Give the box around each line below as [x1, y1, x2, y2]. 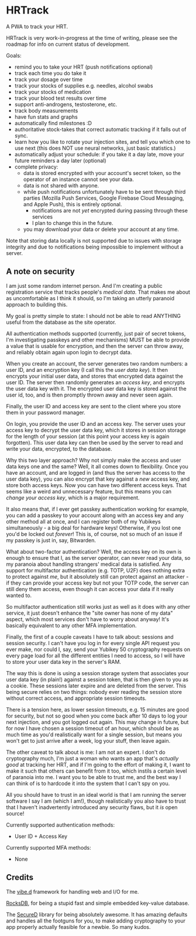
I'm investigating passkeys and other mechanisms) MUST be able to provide [6, 336, 190, 343]
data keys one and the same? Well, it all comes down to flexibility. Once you [6, 462, 188, 470]
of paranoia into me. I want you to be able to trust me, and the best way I [6, 773, 181, 780]
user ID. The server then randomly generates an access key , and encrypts [6, 378, 185, 385]
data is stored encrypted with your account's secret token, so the [23, 169, 181, 176]
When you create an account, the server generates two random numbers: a [6, 360, 188, 367]
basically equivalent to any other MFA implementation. [6, 622, 137, 629]
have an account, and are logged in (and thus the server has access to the [6, 469, 185, 476]
